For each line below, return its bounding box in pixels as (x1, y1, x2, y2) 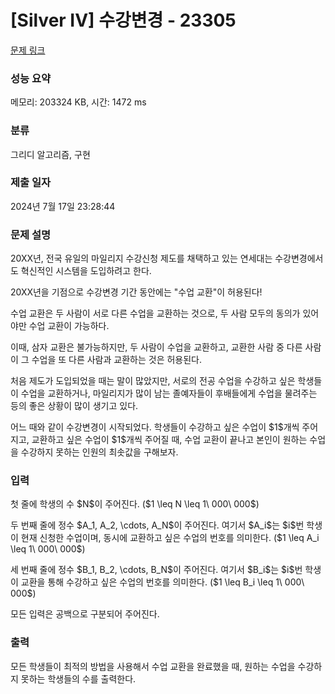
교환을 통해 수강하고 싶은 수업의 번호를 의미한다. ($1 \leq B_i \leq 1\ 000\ (20, 576, 305, 588)
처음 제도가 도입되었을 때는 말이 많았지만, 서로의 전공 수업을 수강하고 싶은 (10, 375, 296, 387)
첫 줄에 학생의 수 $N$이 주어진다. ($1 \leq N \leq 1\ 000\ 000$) (10, 498, 260, 510)
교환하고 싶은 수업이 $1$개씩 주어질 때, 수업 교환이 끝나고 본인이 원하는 (31, 434, 308, 446)
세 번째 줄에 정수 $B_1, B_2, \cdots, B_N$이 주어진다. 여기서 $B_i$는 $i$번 (10, 564, 303, 576)
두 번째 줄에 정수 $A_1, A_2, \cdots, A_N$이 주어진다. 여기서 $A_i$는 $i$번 (10, 519, 305, 531)
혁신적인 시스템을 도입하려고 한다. (20, 265, 152, 277)
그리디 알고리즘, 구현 (10, 148, 91, 160)
